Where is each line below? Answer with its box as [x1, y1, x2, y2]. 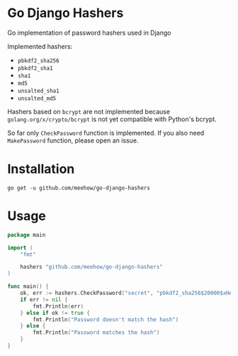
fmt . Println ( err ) [33, 303, 84, 310]
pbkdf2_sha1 [17, 65, 53, 72]
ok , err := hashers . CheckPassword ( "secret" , [20, 289, 154, 297]
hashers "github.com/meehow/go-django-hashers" [20, 264, 163, 271]
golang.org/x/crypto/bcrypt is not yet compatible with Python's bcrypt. [7, 115, 217, 123]
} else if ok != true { [20, 309, 91, 316]
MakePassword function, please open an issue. [7, 136, 139, 145]
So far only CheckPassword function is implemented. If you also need [7, 128, 205, 137]
